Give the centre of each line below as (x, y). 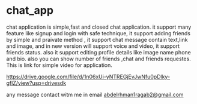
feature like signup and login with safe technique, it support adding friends (98, 33)
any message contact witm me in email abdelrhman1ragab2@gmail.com (95, 94)
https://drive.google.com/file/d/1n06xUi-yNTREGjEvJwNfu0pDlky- (88, 77)
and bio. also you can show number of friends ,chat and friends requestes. (98, 59)
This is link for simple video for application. (59, 65)
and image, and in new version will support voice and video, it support (93, 46)
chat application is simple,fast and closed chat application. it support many (99, 27)
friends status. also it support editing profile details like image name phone (98, 52)
